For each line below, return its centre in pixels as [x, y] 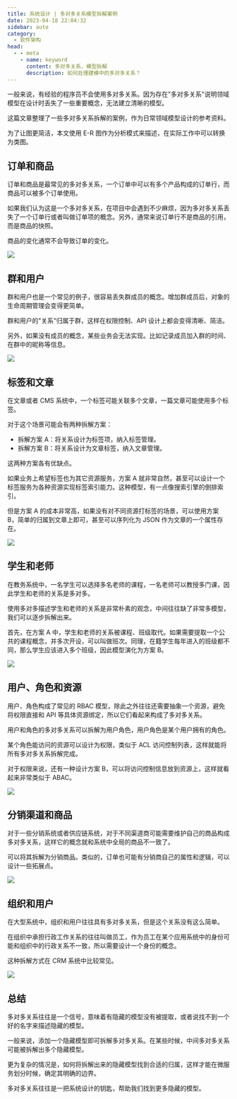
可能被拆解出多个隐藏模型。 [48, 1049]
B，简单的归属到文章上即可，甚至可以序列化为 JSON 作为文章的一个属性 [112, 519]
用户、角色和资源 [44, 688]
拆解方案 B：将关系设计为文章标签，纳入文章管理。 [91, 448]
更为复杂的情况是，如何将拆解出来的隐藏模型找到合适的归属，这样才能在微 [115, 1064]
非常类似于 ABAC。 [48, 777]
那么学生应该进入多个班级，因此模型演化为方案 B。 [93, 650]
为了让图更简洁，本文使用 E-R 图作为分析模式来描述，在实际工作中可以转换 [116, 133]
